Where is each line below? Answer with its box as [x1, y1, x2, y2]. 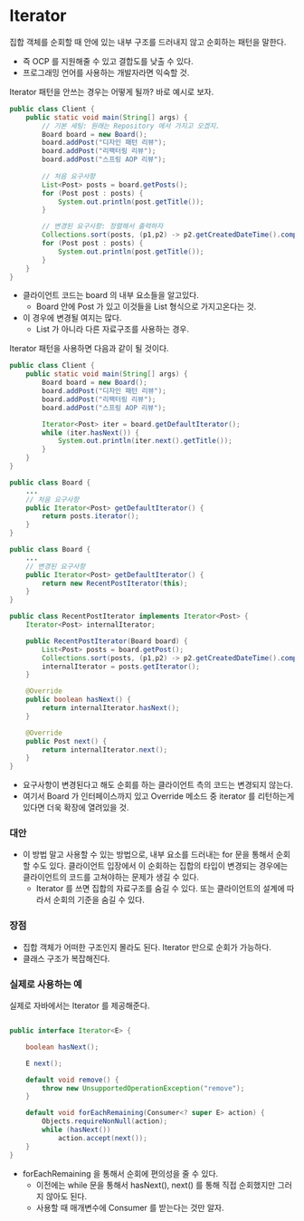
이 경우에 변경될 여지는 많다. [22, 312, 122, 323]
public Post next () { [25, 736, 107, 745]
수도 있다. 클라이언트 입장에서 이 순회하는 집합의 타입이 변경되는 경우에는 [32, 860, 289, 871]
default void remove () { [25, 1075, 119, 1084]
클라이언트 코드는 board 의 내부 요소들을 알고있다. [22, 290, 199, 301]
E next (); [25, 1059, 63, 1068]
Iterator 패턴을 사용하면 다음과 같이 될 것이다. [9, 343, 169, 354]
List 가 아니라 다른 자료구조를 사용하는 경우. [35, 323, 190, 335]
